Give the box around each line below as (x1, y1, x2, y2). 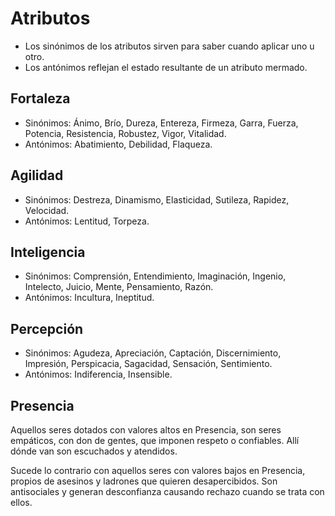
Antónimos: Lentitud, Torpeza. (24, 215, 150, 227)
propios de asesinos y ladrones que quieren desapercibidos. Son (10, 475, 278, 487)
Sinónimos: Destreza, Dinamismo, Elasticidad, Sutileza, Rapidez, (24, 193, 290, 206)
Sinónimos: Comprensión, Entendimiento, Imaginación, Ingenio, (24, 270, 287, 282)
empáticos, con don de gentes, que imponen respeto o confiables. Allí (10, 435, 300, 446)
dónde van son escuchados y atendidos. (10, 445, 178, 457)
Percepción (10, 320, 84, 337)
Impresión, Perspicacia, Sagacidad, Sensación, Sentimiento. (24, 358, 273, 370)
